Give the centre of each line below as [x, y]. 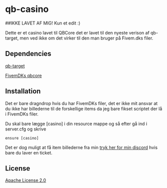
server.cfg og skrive [26, 129]
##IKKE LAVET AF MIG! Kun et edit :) [43, 23]
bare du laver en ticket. [29, 152]
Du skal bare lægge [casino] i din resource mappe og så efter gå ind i [76, 123]
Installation [23, 91]
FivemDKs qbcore [24, 75]
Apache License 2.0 [26, 180]
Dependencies [28, 54]
